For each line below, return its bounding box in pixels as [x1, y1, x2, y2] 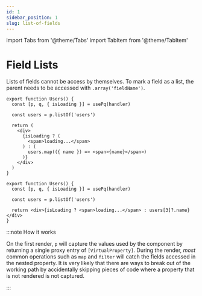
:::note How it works [6, 228, 56, 236]
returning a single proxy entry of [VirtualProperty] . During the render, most [6, 246, 196, 254]
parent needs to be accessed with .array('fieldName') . [6, 84, 145, 91]
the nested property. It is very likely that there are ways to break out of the [6, 260, 191, 267]
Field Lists [6, 58, 58, 71]
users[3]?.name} [149, 207, 190, 214]
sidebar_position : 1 [6, 15, 58, 21]
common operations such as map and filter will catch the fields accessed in [6, 253, 196, 260]
